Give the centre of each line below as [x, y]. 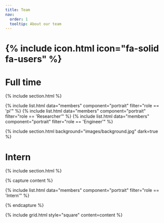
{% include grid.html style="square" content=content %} [64, 215]
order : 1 [19, 19]
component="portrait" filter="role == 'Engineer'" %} [59, 122]
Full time [23, 82]
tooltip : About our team [36, 24]
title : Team [18, 10]
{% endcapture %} [25, 205]
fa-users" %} [34, 59]
